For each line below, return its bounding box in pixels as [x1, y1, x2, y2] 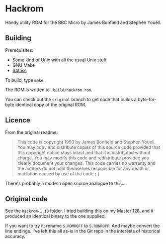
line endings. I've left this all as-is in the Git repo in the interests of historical [5, 228, 161, 234]
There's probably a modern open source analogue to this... [5, 180, 126, 186]
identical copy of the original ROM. [15, 102, 86, 108]
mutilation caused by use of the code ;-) [17, 170, 100, 177]
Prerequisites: [5, 47, 34, 53]
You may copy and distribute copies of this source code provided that [17, 144, 161, 150]
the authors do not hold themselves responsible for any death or [17, 165, 149, 171]
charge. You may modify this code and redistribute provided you [17, 155, 150, 161]
